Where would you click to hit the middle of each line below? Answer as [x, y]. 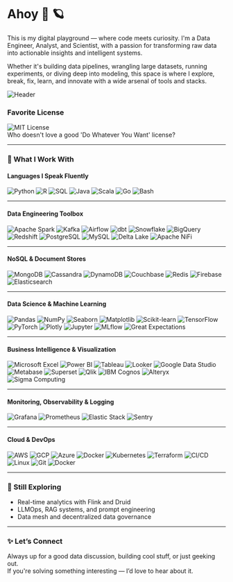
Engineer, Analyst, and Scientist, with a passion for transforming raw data [112, 45]
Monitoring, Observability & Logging [61, 402]
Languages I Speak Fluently [48, 176]
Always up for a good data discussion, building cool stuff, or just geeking [111, 556]
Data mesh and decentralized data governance [84, 516]
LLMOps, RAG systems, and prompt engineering [86, 509]
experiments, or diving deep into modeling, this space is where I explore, [111, 74]
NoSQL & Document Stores [47, 259]
